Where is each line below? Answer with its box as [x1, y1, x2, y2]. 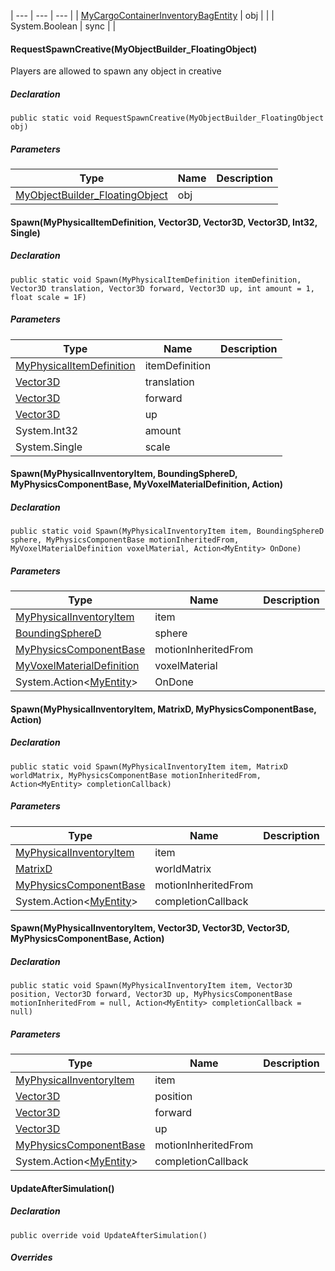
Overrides [10, 1251, 53, 1264]
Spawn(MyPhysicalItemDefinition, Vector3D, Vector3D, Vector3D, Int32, [10, 216, 318, 228]
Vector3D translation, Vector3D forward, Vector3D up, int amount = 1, [10, 283, 315, 294]
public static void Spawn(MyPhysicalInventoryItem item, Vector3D [10, 981, 293, 991]
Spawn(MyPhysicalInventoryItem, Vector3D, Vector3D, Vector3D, [10, 922, 290, 934]
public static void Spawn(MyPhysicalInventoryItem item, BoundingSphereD [10, 526, 325, 537]
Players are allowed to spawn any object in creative [10, 65, 222, 77]
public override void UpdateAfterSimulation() [10, 1230, 208, 1240]
